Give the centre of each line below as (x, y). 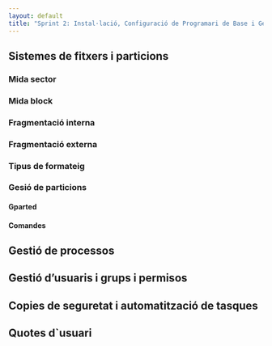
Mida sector (32, 79)
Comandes (27, 225)
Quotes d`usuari (50, 333)
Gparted (23, 207)
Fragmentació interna (52, 122)
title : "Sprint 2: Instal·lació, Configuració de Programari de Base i (132, 23)
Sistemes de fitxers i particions (89, 56)
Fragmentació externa (53, 144)
